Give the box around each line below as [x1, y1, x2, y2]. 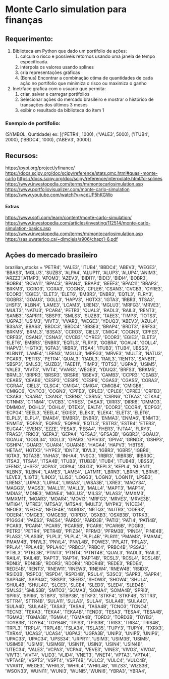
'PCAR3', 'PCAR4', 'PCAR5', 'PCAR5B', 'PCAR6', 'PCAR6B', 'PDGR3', [5, 523, 146, 529]
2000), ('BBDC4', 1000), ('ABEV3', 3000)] [5, 137, 91, 143]
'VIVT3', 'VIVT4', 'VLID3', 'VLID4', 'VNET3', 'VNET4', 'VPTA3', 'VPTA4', [5, 652, 151, 658]
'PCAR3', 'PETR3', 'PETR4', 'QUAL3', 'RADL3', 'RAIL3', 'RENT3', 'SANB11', [5, 356, 157, 362]
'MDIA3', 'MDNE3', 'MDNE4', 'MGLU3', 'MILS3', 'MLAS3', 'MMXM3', [5, 491, 146, 497]
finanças [5, 14, 43, 26]
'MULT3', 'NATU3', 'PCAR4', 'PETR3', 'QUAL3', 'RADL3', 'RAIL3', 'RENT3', [5, 308, 157, 314]
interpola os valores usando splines [20, 64, 94, 70]
